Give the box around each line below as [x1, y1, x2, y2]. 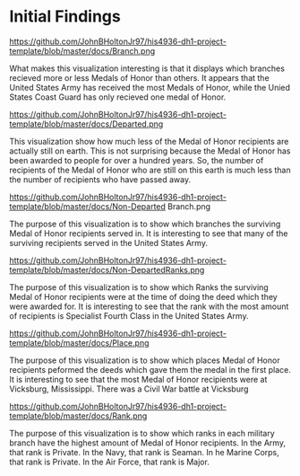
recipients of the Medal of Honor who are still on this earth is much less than [9, 164, 291, 175]
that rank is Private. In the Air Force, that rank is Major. [9, 456, 210, 467]
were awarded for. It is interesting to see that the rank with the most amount [9, 301, 289, 312]
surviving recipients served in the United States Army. [9, 237, 209, 248]
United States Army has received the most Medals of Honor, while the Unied [9, 82, 291, 93]
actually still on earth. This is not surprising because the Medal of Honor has [9, 145, 291, 156]
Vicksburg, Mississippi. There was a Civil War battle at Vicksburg [9, 383, 249, 394]
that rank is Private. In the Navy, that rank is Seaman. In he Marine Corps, [9, 446, 279, 457]
